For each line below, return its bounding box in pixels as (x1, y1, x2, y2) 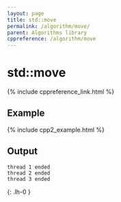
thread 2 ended (7, 169, 51, 177)
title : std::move (7, 16, 57, 23)
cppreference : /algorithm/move (7, 36, 96, 42)
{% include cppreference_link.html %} (7, 88, 115, 96)
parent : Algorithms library (7, 29, 88, 36)
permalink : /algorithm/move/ (7, 23, 90, 29)
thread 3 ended (7, 175, 51, 182)
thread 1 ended (7, 164, 51, 171)
